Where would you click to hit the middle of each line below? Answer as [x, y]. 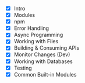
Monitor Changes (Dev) [42, 54]
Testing [23, 68]
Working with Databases [43, 61]
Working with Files [36, 41]
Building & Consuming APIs [47, 48]
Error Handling [31, 28]
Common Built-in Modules [45, 74]
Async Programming [38, 35]
